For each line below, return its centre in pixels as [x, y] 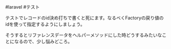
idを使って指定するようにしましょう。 [45, 24]
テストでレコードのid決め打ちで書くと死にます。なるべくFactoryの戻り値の [84, 18]
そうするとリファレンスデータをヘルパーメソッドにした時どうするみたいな [84, 35]
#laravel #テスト [23, 7]
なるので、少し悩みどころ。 [43, 41]
